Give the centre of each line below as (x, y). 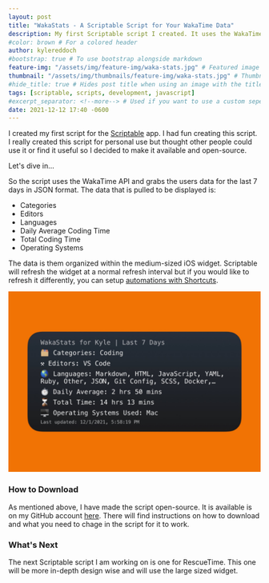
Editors (32, 214)
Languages (38, 222)
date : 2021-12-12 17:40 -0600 (59, 110)
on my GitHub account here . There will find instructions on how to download (134, 515)
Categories (38, 206)
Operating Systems (52, 248)
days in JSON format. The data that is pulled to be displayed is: (112, 190)
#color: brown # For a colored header (73, 42)
